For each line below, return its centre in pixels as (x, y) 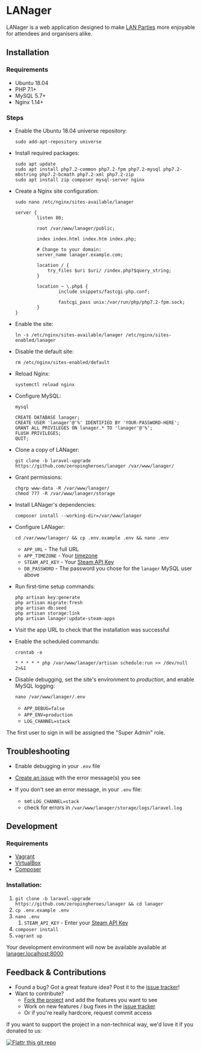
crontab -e (29, 652)
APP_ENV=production (48, 715)
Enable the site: (34, 324)
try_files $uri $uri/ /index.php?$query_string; (110, 271)
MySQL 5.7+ (30, 95)
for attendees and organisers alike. (49, 33)
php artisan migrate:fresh (49, 603)
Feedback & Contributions (56, 973)
